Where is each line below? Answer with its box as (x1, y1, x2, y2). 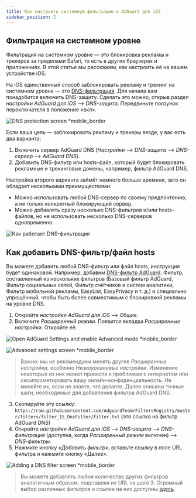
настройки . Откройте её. (14, 324, 77, 331)
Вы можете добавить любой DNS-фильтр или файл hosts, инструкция (6, 263, 180, 270)
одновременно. (14, 219, 54, 226)
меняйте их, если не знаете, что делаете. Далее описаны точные (20, 383, 184, 390)
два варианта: (6, 135, 42, 142)
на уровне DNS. (6, 300, 46, 308)
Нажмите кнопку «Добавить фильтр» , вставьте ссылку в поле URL (14, 444, 183, 451)
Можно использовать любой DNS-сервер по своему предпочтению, (14, 194, 187, 201)
